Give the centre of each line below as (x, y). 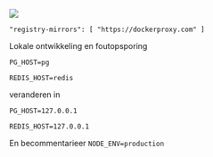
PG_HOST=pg (29, 62)
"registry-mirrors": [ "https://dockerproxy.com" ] (107, 29)
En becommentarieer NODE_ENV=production (87, 143)
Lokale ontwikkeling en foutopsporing (78, 46)
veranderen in (35, 95)
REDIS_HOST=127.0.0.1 (49, 127)
